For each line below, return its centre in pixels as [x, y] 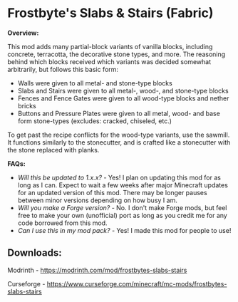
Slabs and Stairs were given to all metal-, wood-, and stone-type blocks [123, 90]
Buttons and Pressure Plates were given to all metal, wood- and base [119, 113]
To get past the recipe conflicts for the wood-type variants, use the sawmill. [119, 135]
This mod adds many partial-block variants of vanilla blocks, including [110, 46]
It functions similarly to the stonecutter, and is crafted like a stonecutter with [119, 142]
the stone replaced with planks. [53, 150]
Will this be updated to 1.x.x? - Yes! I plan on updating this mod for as [119, 177]
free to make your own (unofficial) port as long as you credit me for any [123, 215]
